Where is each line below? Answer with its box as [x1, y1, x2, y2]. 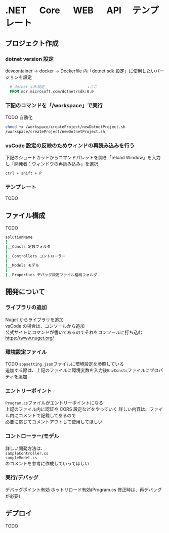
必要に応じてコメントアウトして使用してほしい [5, 419, 103, 425]
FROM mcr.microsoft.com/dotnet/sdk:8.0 [10, 89, 94, 94]
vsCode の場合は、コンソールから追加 [5, 323, 85, 329]
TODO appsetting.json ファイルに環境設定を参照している [5, 361, 124, 367]
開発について [5, 288, 46, 296]
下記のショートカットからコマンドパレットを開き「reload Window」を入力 [5, 154, 161, 160]
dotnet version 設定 [5, 55, 54, 62]
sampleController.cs [5, 451, 49, 456]
